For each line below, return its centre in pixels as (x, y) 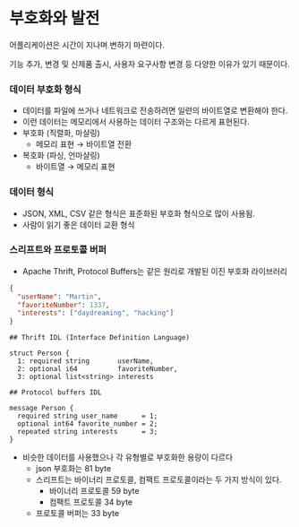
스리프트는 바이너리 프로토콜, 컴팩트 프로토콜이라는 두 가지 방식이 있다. (158, 479)
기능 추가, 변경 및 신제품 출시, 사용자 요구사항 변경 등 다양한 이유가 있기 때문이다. (150, 64)
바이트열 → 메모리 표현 (75, 167)
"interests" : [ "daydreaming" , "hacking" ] (96, 313)
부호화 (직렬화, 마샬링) (61, 133)
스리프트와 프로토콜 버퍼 (58, 250)
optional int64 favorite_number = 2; (88, 424)
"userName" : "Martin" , (60, 297)
